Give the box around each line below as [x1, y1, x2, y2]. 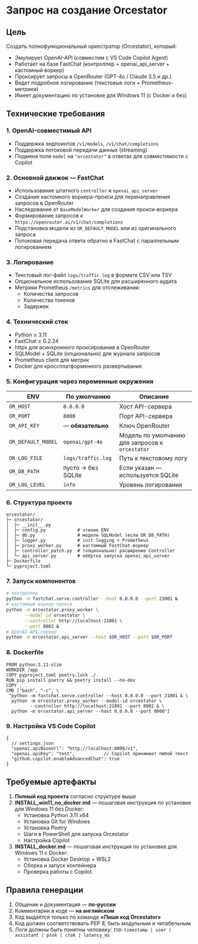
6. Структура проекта [6, 498, 72, 507]
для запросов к [119, 438, 163, 446]
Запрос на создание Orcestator [6, 4, 168, 17]
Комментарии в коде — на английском [14, 907, 115, 914]
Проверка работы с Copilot [23, 868, 93, 875]
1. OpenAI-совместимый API [6, 126, 92, 135]
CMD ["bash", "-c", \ [6, 687, 60, 694]
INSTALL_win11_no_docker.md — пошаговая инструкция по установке [14, 799, 192, 806]
